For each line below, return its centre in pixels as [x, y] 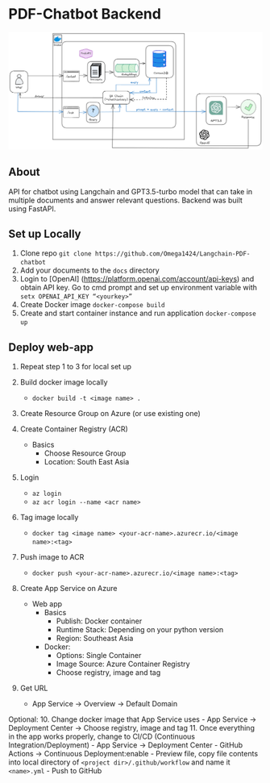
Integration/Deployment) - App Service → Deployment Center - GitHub [126, 745]
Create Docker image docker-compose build [92, 305]
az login [47, 494]
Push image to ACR [52, 557]
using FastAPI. [32, 208]
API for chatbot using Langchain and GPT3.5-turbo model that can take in [131, 191]
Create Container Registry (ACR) [74, 429]
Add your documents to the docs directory [89, 270]
